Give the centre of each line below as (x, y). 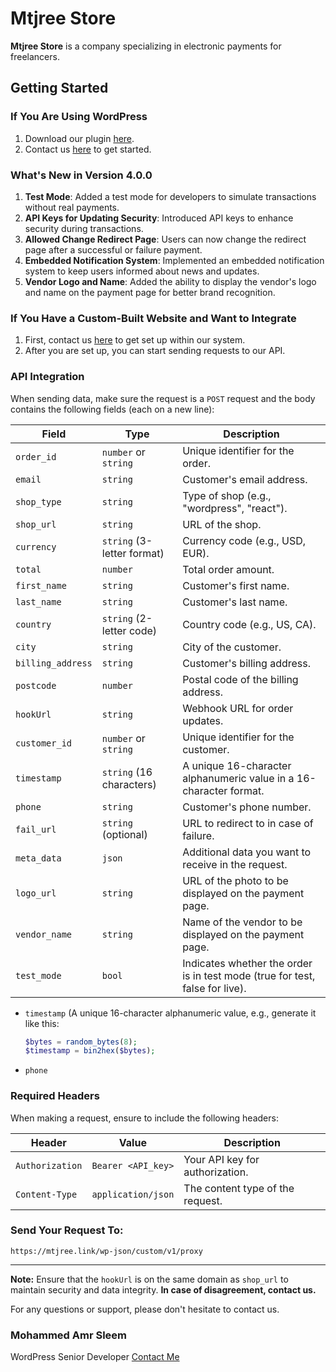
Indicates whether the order (247, 963)
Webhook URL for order (238, 708)
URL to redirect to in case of (248, 823)
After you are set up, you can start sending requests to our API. (155, 351)
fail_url (36, 829)
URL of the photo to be (235, 880)
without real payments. (72, 207)
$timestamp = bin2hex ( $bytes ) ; (90, 1051)
